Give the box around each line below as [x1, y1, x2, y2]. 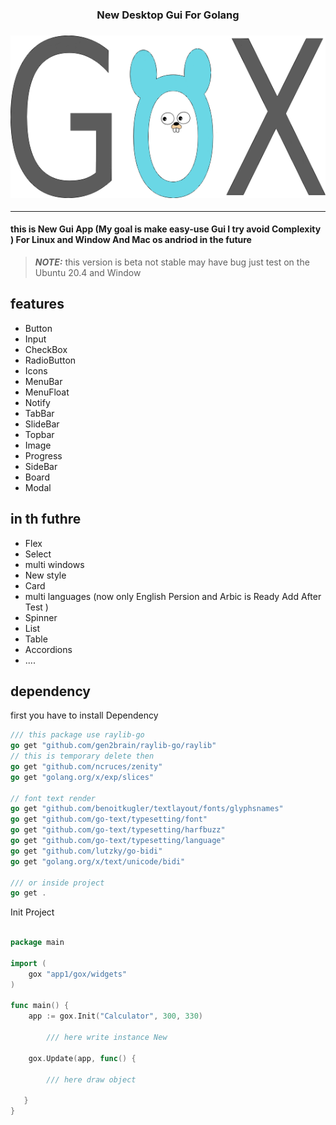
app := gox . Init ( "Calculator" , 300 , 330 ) [28, 1011, 203, 1022]
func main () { [10, 1001, 70, 1011]
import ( [10, 958, 47, 968]
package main [10, 938, 65, 948]
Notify [24, 396, 51, 408]
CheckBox [24, 343, 68, 355]
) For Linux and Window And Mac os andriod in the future [10, 234, 252, 246]
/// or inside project [10, 878, 105, 888]
